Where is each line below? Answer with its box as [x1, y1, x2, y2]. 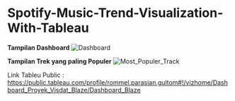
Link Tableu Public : [7, 71, 64, 79]
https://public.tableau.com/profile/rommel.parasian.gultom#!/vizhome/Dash [7, 78, 229, 86]
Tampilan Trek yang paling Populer [7, 57, 112, 65]
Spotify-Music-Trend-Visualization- [7, 5, 224, 21]
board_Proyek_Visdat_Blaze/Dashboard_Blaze [7, 85, 141, 94]
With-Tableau [7, 20, 90, 36]
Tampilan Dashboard [7, 43, 70, 52]
